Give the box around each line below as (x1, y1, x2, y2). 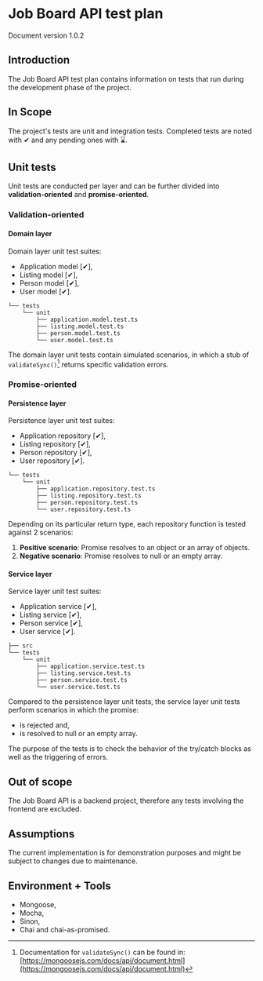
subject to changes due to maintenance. (8, 856, 139, 866)
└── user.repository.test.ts (36, 505, 131, 514)
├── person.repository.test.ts (36, 499, 139, 507)
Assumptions (8, 827, 75, 841)
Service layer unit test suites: (8, 586, 102, 596)
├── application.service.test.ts (36, 662, 146, 671)
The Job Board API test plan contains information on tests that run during (8, 74, 244, 83)
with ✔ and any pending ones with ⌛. (8, 135, 128, 144)
